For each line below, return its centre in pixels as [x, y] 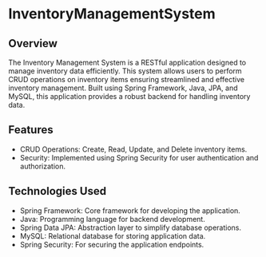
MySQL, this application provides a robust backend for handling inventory [129, 96]
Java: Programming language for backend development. [112, 219]
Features [31, 130]
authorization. [43, 166]
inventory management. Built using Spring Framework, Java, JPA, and [123, 88]
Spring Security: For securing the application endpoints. [112, 244]
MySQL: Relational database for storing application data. [113, 235]
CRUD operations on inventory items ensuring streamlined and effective [127, 79]
